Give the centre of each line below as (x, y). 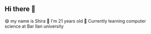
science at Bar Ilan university (34, 26)
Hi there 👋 (20, 9)
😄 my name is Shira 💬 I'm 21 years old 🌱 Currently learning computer (75, 21)
